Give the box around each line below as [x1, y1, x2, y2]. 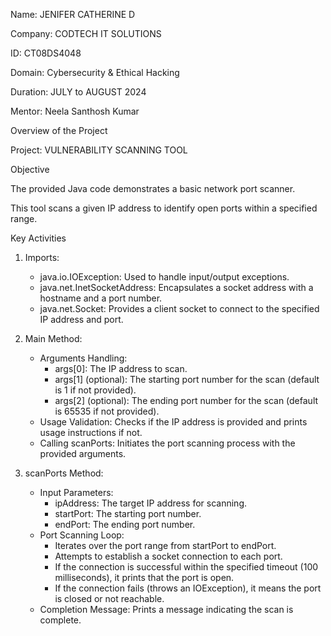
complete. [39, 614, 82, 626]
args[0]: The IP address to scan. [54, 363, 188, 374]
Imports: [24, 252, 60, 263]
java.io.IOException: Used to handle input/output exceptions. [39, 271, 290, 283]
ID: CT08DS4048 [10, 47, 82, 59]
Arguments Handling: [39, 352, 128, 364]
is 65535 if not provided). [54, 405, 160, 417]
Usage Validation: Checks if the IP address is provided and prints [39, 416, 308, 428]
